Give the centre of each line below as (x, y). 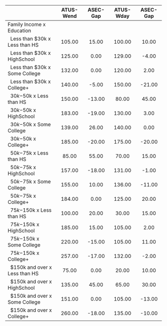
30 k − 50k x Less (29, 96)
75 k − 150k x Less (31, 210)
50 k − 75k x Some (31, 182)
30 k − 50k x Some (31, 124)
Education (19, 31)
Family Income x (27, 24)
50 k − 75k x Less (29, 153)
